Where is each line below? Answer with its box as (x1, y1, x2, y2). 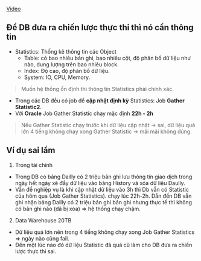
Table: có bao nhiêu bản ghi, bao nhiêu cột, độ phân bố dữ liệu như (24, 54, 191, 61)
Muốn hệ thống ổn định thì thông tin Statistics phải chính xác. (21, 85, 174, 92)
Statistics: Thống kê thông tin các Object (14, 48, 116, 55)
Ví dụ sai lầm (6, 145, 56, 156)
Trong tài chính (14, 161, 53, 168)
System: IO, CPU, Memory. (24, 74, 91, 81)
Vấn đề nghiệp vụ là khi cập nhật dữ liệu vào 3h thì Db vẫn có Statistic (14, 186, 189, 193)
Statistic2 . (14, 103, 42, 110)
